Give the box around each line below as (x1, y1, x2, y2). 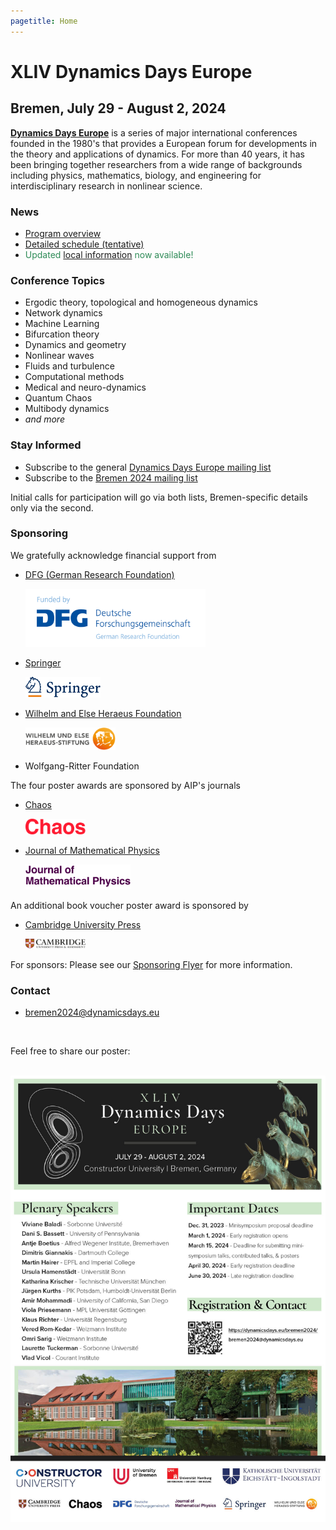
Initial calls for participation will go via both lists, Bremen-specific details (10, 491, 308, 503)
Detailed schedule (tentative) (24, 238, 145, 250)
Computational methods (24, 371, 125, 383)
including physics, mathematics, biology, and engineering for (10, 169, 262, 181)
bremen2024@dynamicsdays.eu (24, 1006, 160, 1019)
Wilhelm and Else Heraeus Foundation (24, 707, 182, 719)
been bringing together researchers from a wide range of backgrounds (10, 158, 303, 170)
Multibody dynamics (24, 403, 110, 415)
